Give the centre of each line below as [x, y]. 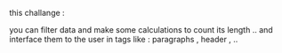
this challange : [37, 13]
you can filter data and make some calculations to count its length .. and [141, 30]
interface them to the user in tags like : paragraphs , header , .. [124, 39]
